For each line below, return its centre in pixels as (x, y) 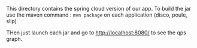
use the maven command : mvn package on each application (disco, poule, (97, 15)
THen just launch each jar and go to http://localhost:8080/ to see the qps (96, 33)
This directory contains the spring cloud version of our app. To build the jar (99, 9)
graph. (14, 39)
